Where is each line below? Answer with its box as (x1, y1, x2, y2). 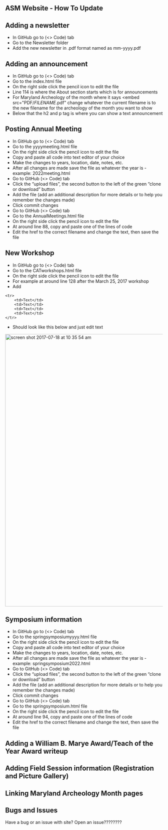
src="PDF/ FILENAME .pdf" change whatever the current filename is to (12, 100, 156, 106)
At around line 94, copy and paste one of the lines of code (12, 714, 132, 720)
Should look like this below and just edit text (12, 324, 103, 330)
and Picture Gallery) (5, 772, 69, 780)
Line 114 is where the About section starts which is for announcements (12, 89, 158, 95)
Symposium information (5, 615, 82, 624)
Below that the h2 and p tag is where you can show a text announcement (12, 110, 163, 116)
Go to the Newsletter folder (12, 40, 69, 46)
